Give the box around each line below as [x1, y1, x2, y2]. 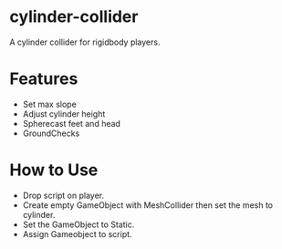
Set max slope [22, 99, 78, 109]
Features [9, 68, 78, 89]
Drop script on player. [22, 190, 105, 201]
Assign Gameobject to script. [22, 228, 132, 239]
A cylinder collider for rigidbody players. [9, 36, 161, 47]
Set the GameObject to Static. [22, 219, 135, 230]
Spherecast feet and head [22, 118, 121, 129]
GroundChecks [22, 128, 80, 139]
